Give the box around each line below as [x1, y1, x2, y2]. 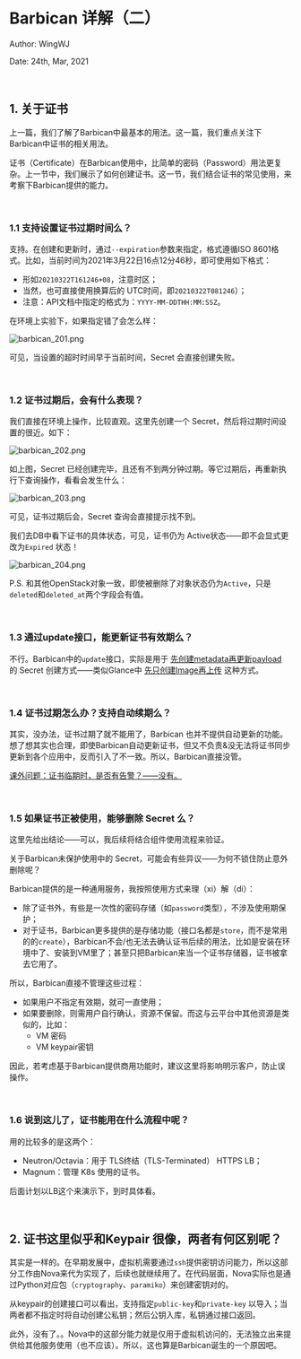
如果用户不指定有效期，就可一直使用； [21, 997, 164, 1007]
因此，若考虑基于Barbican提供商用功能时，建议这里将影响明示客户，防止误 [9, 1060, 286, 1072]
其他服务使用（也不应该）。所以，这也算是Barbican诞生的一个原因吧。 [24, 1340, 282, 1351]
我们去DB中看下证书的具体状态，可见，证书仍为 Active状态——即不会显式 [9, 530, 281, 541]
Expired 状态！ [25, 542, 80, 553]
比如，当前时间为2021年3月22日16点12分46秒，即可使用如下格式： [24, 255, 271, 266]
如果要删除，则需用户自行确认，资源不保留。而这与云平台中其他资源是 [21, 1008, 282, 1019]
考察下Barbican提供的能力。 [9, 179, 114, 190]
